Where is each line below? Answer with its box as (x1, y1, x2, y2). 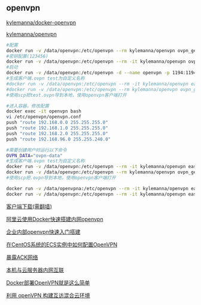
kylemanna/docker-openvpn (6, 19, 77, 26)
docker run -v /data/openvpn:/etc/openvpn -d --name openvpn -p (6, 70, 170, 76)
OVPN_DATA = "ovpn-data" (6, 152, 63, 158)
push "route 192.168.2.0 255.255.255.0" (6, 130, 109, 136)
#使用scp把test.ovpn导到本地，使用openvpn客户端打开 (6, 92, 127, 98)
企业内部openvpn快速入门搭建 (6, 228, 81, 235)
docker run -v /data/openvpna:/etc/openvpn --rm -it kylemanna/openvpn (6, 185, 188, 191)
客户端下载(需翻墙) (6, 203, 53, 210)
